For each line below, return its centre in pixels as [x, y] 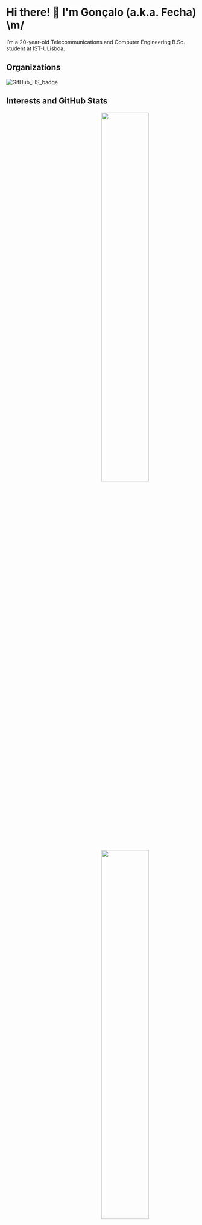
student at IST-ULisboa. [36, 48]
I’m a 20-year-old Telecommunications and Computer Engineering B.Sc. [96, 42]
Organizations [33, 67]
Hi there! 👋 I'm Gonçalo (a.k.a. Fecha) [101, 12]
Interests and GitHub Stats [57, 101]
